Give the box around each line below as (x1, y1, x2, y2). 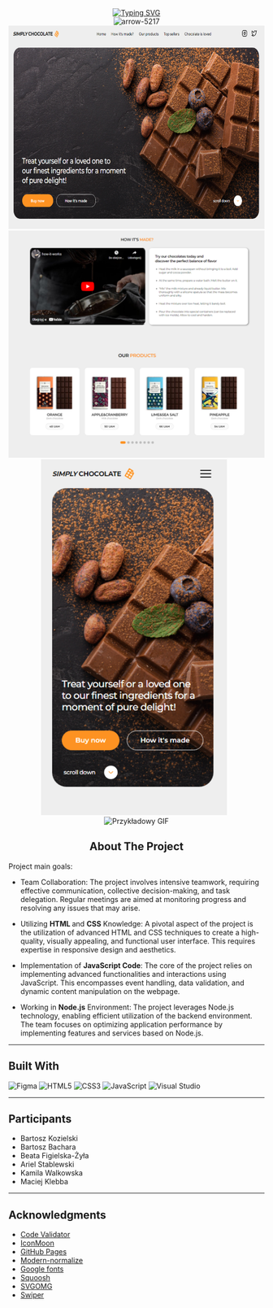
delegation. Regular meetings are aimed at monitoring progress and (19, 894, 246, 904)
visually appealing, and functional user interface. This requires (46, 935, 256, 946)
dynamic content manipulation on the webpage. (19, 986, 180, 996)
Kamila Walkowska (19, 1168, 84, 1178)
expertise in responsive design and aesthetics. (19, 944, 176, 954)
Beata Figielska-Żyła (19, 1151, 89, 1161)
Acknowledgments (8, 1208, 107, 1222)
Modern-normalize (19, 1256, 84, 1266)
